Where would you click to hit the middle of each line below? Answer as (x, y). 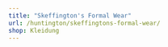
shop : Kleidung (34, 30)
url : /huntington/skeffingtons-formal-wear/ (84, 23)
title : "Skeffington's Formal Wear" (70, 16)
